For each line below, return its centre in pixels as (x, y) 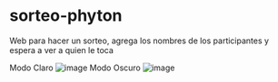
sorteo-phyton (66, 16)
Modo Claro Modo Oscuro (75, 68)
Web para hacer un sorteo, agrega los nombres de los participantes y (139, 41)
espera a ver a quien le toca (61, 50)
